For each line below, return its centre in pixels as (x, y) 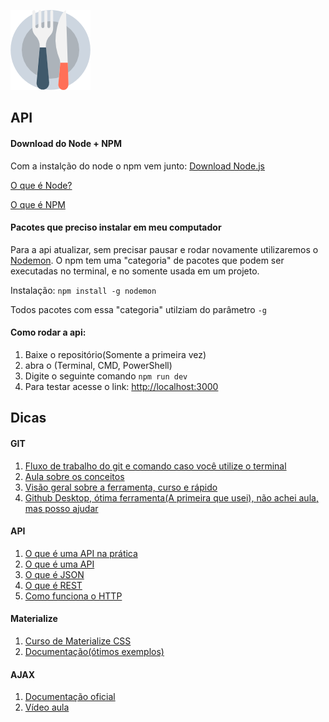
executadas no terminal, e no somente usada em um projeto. (135, 271)
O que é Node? (41, 185)
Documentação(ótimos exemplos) (94, 651)
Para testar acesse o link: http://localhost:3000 (121, 386)
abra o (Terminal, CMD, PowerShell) (98, 365)
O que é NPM (38, 204)
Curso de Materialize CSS (78, 641)
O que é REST (53, 585)
